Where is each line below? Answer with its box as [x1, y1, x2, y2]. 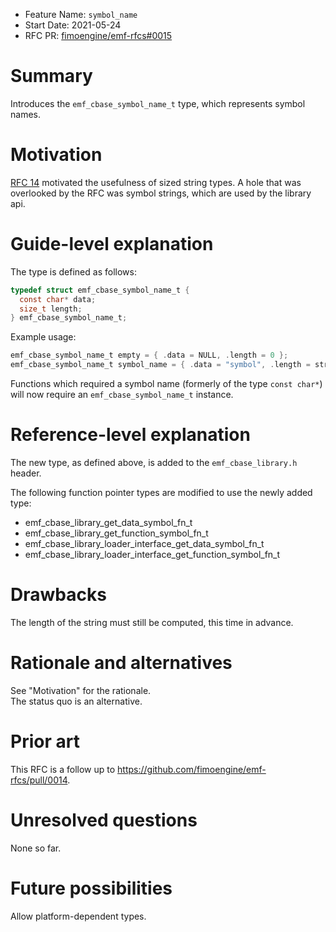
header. [10, 467, 42, 479]
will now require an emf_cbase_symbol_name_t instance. [10, 389, 234, 401]
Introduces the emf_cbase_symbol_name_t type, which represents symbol [10, 97, 306, 109]
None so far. [10, 842, 62, 854]
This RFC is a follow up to [10, 763, 116, 775]
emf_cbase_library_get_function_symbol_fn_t [24, 527, 209, 539]
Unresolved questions [10, 809, 198, 831]
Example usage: [10, 331, 77, 343]
